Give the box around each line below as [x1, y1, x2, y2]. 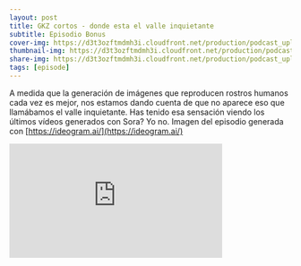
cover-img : [9, 38, 50, 47]
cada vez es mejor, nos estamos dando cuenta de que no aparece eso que [9, 97, 285, 107]
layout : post [9, 13, 58, 22]
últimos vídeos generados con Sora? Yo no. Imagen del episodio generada [9, 116, 284, 126]
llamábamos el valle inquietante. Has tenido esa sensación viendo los [9, 107, 265, 117]
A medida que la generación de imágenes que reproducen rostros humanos [9, 87, 288, 99]
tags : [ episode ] [9, 64, 70, 73]
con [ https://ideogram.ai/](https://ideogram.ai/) [9, 125, 184, 136]
